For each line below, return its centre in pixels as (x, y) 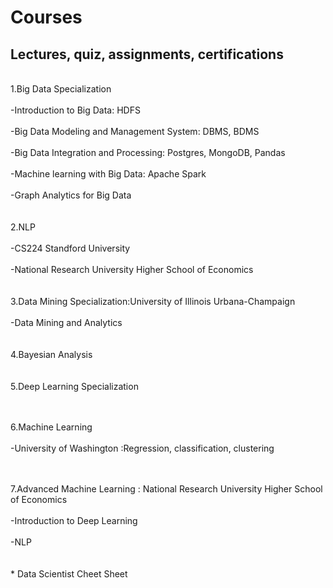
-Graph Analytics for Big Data (71, 195)
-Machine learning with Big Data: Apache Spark (108, 174)
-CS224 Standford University (70, 248)
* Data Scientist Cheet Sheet (69, 574)
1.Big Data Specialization (61, 89)
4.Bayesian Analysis (51, 354)
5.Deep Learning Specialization (74, 386)
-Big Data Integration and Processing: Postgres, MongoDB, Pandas (148, 152)
